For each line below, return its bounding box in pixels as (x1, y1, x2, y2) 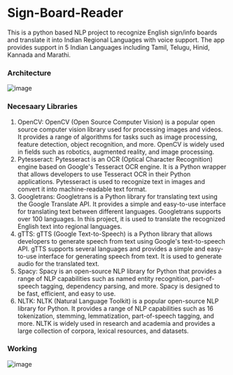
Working (7, 344, 37, 354)
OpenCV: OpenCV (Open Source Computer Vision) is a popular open (17, 117, 216, 126)
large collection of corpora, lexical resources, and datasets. (17, 327, 189, 335)
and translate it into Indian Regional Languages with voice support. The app (7, 35, 225, 44)
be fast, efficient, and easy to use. (17, 289, 116, 298)
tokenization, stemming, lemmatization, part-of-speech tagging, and (17, 311, 215, 320)
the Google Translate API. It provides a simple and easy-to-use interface (17, 199, 226, 208)
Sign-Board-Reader (7, 5, 124, 21)
